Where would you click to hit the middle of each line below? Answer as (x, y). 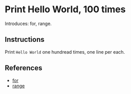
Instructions (25, 40)
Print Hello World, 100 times (65, 9)
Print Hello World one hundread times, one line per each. (65, 52)
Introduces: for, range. (28, 24)
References (24, 68)
